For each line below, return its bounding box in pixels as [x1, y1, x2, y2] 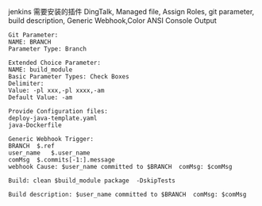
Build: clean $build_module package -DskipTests [8, 177, 176, 185]
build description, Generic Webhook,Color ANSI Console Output [8, 16, 217, 25]
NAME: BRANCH [8, 38, 52, 46]
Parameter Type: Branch [8, 45, 87, 53]
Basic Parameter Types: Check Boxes [8, 73, 129, 81]
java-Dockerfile [8, 121, 62, 129]
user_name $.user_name [8, 149, 91, 157]
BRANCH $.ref [8, 142, 56, 150]
